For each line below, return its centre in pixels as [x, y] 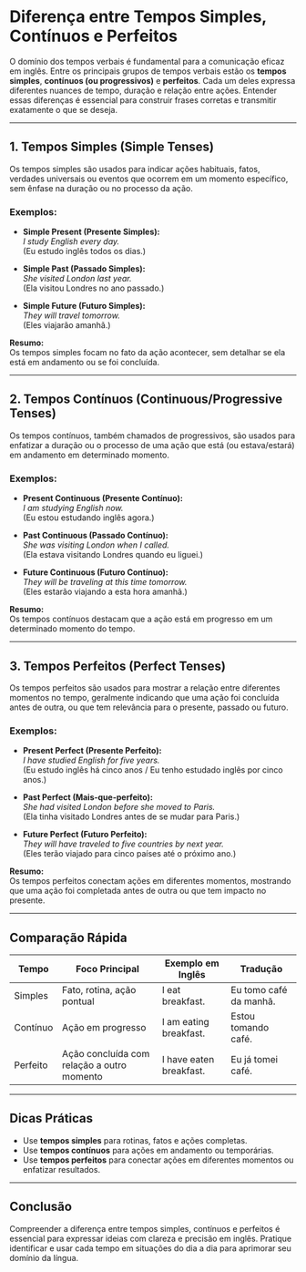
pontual [78, 1001]
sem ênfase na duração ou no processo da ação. [102, 188]
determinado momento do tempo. [72, 629]
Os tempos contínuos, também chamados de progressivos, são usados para [153, 436]
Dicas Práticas [51, 1118]
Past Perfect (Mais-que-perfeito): [87, 797]
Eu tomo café [259, 990]
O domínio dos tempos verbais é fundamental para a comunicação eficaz [147, 61]
